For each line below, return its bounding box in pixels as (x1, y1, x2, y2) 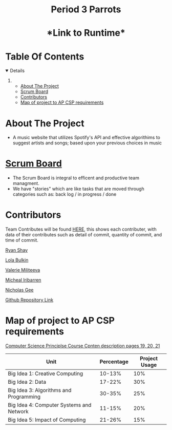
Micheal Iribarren (5, 277, 41, 283)
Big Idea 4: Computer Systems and (8, 402, 92, 409)
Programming (8, 393, 41, 400)
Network (8, 408, 29, 415)
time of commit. (5, 237, 38, 244)
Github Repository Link (5, 297, 54, 303)
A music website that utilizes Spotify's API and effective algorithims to (12, 135, 160, 141)
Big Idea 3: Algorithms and (8, 387, 72, 394)
